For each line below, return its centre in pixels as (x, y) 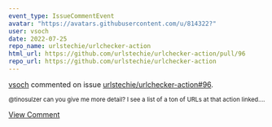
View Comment (34, 114)
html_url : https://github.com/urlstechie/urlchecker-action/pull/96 (127, 54)
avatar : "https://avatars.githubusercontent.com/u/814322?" (113, 24)
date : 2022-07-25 (38, 39)
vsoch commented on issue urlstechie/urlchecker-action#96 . (111, 84)
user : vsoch (29, 31)
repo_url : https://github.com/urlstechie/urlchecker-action (113, 62)
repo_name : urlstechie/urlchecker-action (80, 46)
